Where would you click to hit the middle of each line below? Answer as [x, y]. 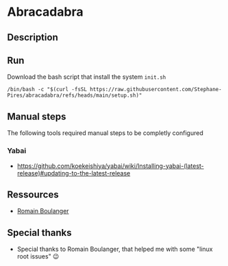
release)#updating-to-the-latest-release [74, 173]
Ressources [33, 194]
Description [33, 37]
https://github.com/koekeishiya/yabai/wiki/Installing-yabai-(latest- [110, 166]
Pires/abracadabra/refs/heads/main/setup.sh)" [75, 96]
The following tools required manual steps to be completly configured [105, 133]
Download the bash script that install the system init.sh [87, 77]
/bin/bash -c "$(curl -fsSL [47, 90]
